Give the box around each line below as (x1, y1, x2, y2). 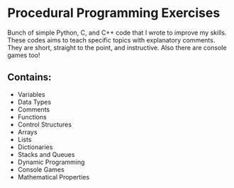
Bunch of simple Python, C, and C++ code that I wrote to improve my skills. (7, 28, 227, 37)
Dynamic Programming (17, 158, 85, 166)
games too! (7, 51, 40, 59)
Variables (17, 90, 45, 98)
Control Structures (17, 120, 72, 129)
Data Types (17, 98, 52, 106)
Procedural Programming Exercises (7, 5, 221, 21)
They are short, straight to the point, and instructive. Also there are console (7, 43, 227, 52)
